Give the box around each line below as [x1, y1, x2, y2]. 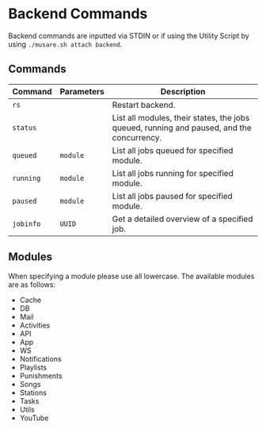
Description [160, 86, 206, 97]
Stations [19, 388, 47, 397]
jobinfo [12, 219, 41, 228]
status [12, 123, 37, 132]
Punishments [19, 370, 63, 381]
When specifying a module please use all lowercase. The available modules [8, 271, 255, 281]
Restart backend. [112, 99, 176, 110]
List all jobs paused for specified [112, 190, 234, 201]
